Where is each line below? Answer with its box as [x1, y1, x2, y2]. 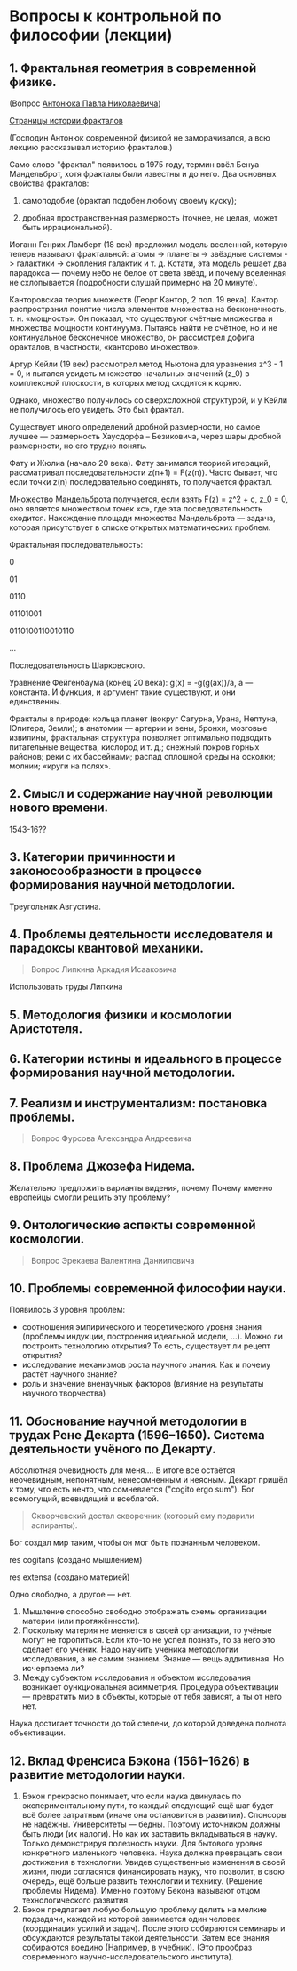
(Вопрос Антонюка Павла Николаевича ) [9, 98, 161, 109]
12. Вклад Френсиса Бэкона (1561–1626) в [9, 1753, 250, 1768]
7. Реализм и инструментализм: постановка [9, 1096, 268, 1111]
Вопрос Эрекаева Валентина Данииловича [30, 1255, 195, 1266]
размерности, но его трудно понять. [9, 440, 148, 451]
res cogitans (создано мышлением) [9, 1555, 143, 1565]
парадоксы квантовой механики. [9, 941, 204, 956]
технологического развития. [21, 1895, 130, 1905]
